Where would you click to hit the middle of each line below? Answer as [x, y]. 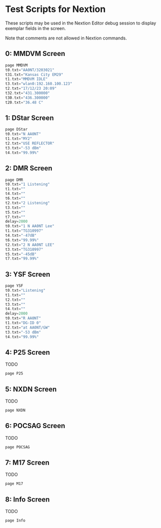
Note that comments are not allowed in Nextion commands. [66, 38]
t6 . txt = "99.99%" [22, 240]
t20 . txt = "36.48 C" [24, 102]
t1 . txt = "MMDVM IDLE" [27, 79]
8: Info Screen [27, 499]
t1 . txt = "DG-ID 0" [23, 323]
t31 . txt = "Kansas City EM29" [34, 74]
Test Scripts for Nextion [55, 9]
